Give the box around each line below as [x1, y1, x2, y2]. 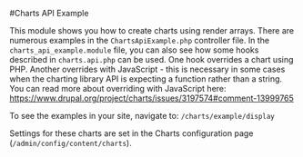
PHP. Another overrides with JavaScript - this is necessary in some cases [9, 64, 286, 74]
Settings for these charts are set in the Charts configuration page [9, 128, 254, 139]
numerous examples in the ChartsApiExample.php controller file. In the [9, 35, 270, 45]
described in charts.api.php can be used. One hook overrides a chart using [9, 54, 294, 64]
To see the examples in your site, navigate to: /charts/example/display [9, 111, 276, 121]
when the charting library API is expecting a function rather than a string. [9, 74, 283, 84]
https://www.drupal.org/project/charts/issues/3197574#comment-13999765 [9, 93, 294, 103]
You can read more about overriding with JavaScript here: [9, 83, 227, 93]
